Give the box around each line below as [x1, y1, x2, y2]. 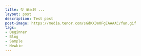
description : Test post [5, 16, 54, 21]
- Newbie [5, 43, 23, 48]
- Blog [5, 35, 19, 39]
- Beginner [5, 30, 27, 35]
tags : [5, 25, 16, 30]
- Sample [5, 39, 23, 44]
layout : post [5, 12, 32, 17]
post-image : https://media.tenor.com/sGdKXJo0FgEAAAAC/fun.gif [5, 20, 137, 26]
